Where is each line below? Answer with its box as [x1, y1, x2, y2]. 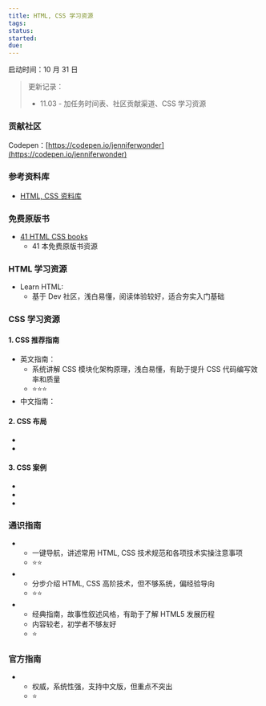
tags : [8, 19, 26, 27]
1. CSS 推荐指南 [8, 335, 60, 345]
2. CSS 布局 [8, 417, 47, 426]
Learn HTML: [19, 282, 64, 292]
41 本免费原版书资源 [31, 242, 98, 251]
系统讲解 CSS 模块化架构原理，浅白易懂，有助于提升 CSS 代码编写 [31, 365, 251, 374]
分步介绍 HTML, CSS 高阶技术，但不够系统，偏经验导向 [31, 579, 215, 589]
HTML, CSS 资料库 [19, 190, 82, 201]
